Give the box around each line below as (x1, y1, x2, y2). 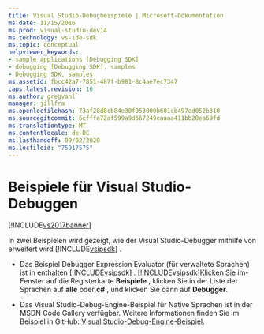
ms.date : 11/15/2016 (8, 19, 76, 27)
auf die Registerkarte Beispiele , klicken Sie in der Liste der (46, 276, 239, 286)
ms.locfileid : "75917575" (8, 144, 93, 152)
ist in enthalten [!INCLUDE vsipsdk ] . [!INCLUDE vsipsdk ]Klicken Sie (19, 268, 236, 277)
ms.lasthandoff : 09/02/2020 (8, 136, 101, 144)
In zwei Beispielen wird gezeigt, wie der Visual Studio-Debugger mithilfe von (8, 236, 257, 246)
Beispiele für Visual (8, 178, 139, 196)
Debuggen (8, 194, 79, 212)
